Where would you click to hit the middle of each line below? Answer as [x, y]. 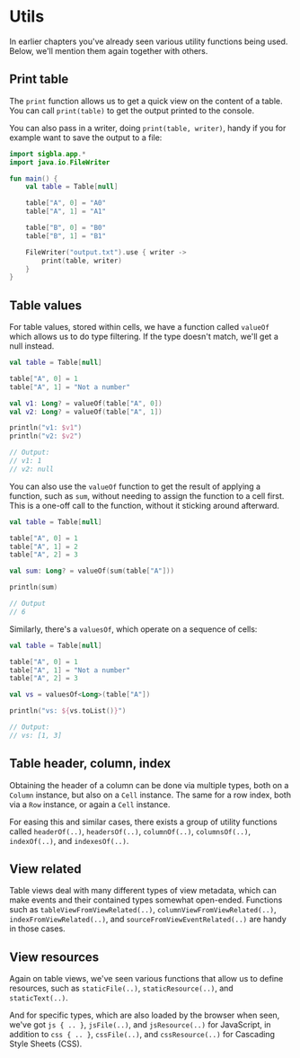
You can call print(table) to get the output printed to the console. [132, 111]
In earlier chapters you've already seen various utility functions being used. [149, 41]
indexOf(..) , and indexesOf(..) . [69, 840]
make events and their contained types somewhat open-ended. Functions [146, 900]
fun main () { [34, 178]
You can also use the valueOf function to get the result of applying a [135, 486]
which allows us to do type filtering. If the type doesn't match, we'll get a [144, 337]
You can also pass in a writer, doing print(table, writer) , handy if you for [148, 128]
